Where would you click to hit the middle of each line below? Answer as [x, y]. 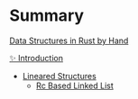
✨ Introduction [36, 58]
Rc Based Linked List [75, 85]
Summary [46, 16]
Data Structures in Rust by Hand [69, 40]
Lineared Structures [59, 76]
